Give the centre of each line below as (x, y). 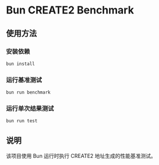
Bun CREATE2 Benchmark (70, 10)
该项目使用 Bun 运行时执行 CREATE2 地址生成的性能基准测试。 (81, 156)
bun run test (22, 121)
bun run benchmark (28, 92)
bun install (20, 64)
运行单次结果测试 (30, 108)
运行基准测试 (24, 80)
